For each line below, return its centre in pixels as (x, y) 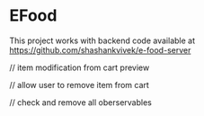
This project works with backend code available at (102, 40)
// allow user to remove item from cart (80, 85)
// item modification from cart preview (80, 67)
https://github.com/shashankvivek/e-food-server (100, 49)
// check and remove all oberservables (81, 102)
